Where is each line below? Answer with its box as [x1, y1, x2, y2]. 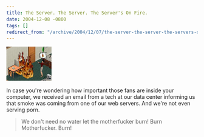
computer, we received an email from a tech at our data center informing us [6, 93, 195, 101]
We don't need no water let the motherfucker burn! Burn [21, 118, 162, 125]
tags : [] [6, 22, 29, 28]
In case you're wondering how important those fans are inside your [6, 87, 174, 94]
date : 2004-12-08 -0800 [6, 16, 67, 22]
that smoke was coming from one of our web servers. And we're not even [6, 100, 191, 107]
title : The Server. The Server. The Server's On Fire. [6, 10, 148, 16]
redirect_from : [6, 29, 45, 35]
